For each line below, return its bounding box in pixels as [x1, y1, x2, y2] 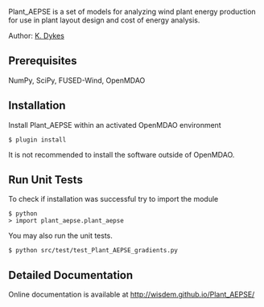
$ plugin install [8, 136, 67, 144]
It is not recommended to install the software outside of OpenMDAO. [8, 149, 235, 159]
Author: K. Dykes [8, 31, 64, 40]
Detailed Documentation [8, 268, 134, 282]
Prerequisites [8, 54, 77, 68]
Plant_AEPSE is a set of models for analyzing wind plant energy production [8, 7, 256, 16]
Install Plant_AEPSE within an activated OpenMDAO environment [8, 120, 221, 129]
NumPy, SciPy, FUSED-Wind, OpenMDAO [8, 76, 146, 85]
